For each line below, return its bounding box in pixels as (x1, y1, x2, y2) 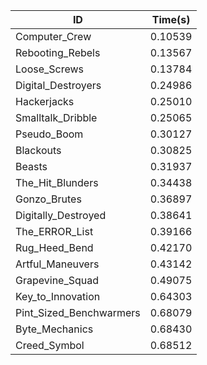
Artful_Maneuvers (15, 257, 100, 271)
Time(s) (151, 13, 191, 26)
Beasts (15, 160, 48, 173)
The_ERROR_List (15, 225, 94, 238)
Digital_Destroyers (15, 79, 102, 92)
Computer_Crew (15, 30, 92, 43)
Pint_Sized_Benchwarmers (15, 306, 141, 319)
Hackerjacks (15, 95, 75, 108)
